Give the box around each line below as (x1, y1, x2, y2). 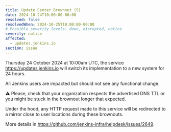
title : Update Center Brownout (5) (5, 7, 81, 13)
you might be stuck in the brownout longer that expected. (5, 96, 126, 102)
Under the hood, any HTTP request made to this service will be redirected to (5, 105, 166, 112)
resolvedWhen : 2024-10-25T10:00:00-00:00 (5, 21, 95, 27)
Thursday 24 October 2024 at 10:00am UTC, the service (5, 59, 124, 65)
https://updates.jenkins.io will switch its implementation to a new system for (5, 65, 165, 71)
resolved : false (5, 17, 40, 22)
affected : (5, 36, 27, 41)
